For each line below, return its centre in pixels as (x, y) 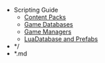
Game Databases (49, 24)
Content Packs (45, 17)
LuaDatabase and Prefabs (61, 39)
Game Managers (48, 32)
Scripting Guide (36, 10)
